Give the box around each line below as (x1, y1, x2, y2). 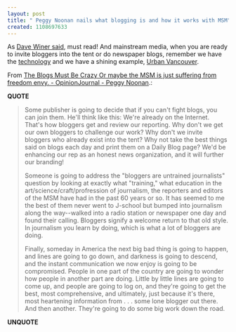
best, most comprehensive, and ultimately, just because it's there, (24, 289, 216, 298)
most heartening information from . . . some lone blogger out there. (24, 297, 218, 305)
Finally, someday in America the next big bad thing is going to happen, (24, 245, 228, 253)
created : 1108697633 (7, 23, 68, 30)
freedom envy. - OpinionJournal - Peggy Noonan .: (7, 79, 153, 87)
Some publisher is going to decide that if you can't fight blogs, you (24, 106, 218, 114)
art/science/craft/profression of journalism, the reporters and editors (24, 187, 223, 195)
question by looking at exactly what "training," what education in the (24, 179, 223, 187)
